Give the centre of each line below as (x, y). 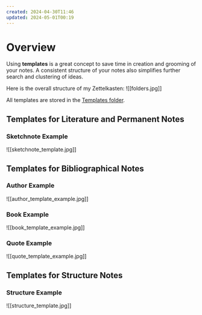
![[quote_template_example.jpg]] (46, 256)
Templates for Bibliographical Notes (75, 169)
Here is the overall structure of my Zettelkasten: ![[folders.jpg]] (84, 89)
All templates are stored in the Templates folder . (66, 100)
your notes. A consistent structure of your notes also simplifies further (93, 71)
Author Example (30, 186)
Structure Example (34, 292)
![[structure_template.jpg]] (39, 306)
